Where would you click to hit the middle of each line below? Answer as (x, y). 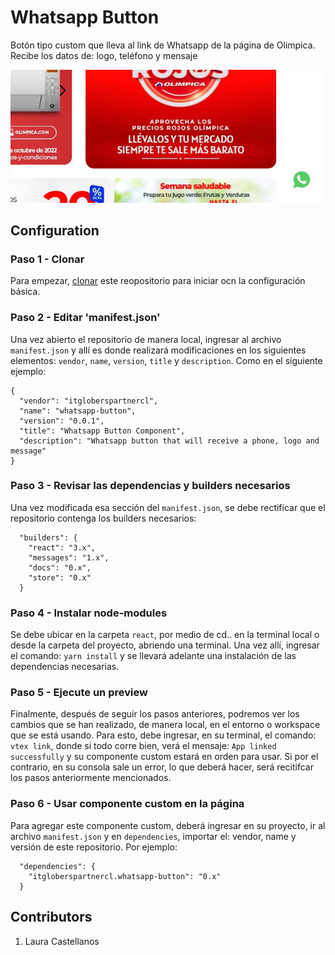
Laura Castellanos (62, 941)
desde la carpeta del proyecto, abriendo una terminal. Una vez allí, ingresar (165, 645)
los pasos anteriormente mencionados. (91, 778)
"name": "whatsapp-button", (78, 411)
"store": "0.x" (60, 577)
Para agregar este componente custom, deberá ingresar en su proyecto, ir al (168, 825)
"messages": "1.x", (69, 557)
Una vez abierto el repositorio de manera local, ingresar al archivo (146, 339)
